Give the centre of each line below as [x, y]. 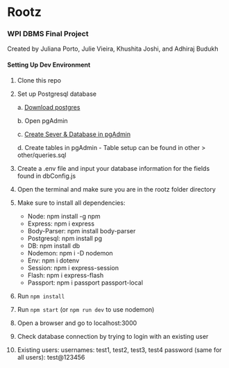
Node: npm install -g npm [64, 216]
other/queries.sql [42, 155]
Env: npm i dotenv [53, 260]
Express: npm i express [61, 224]
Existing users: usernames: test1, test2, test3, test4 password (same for [119, 350]
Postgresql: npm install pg [65, 238]
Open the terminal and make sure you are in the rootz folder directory [117, 189]
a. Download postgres [49, 107]
